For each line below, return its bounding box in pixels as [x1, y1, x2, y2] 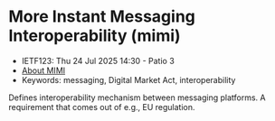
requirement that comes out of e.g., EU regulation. [8, 101, 195, 112]
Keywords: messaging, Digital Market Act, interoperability [21, 74, 236, 85]
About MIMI [21, 65, 66, 76]
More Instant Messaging [8, 6, 196, 27]
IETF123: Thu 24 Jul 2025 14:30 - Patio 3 [21, 55, 175, 66]
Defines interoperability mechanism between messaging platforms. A [8, 92, 266, 103]
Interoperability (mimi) [8, 25, 182, 46]
